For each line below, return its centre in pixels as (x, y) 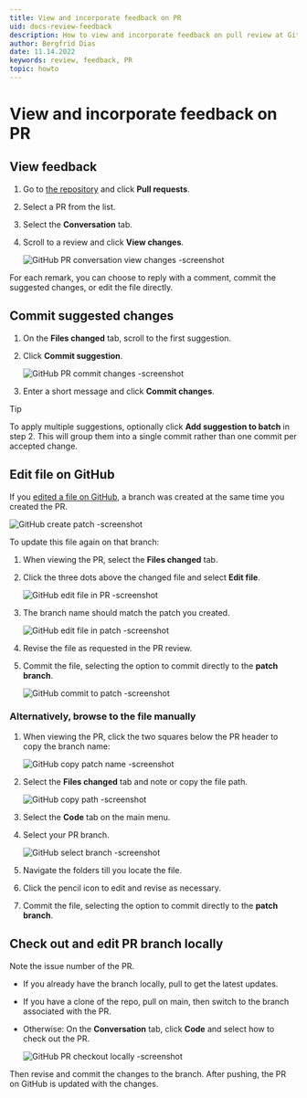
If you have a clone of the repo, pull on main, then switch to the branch (156, 1001)
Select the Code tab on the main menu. (96, 817)
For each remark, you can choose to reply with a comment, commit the (143, 277)
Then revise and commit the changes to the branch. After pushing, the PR (148, 1073)
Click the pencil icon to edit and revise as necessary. (122, 888)
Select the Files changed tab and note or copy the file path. (135, 781)
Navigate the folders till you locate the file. (102, 870)
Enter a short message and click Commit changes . (118, 391)
